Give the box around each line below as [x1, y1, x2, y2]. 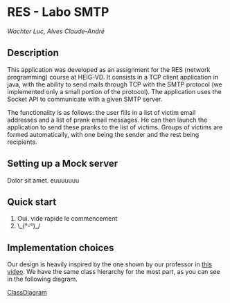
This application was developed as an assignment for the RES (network [7, 65, 211, 73]
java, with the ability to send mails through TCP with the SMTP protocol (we [7, 80, 223, 89]
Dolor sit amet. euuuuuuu [7, 176, 80, 184]
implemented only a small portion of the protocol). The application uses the [7, 87, 222, 95]
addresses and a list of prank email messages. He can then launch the [7, 116, 208, 124]
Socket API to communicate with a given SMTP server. [7, 95, 163, 103]
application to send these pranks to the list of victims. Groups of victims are [7, 122, 223, 131]
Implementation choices [7, 241, 114, 253]
